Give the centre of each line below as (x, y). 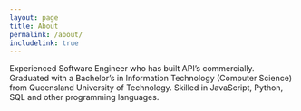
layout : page (34, 18)
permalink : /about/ (46, 34)
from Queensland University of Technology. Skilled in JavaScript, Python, (146, 88)
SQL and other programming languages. (84, 97)
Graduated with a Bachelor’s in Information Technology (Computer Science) (151, 79)
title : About (34, 26)
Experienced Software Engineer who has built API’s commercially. (132, 69)
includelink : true (44, 43)
